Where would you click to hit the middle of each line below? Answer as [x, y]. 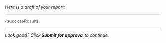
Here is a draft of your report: [35, 7]
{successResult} [22, 21]
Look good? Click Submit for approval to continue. [57, 35]
